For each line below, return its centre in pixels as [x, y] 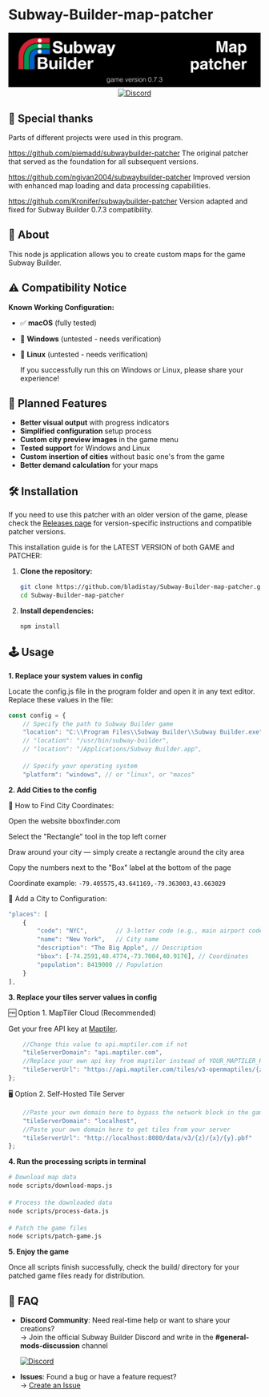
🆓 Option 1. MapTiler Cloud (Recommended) [82, 1013]
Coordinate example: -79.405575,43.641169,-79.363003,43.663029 [117, 883]
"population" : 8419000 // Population [100, 964]
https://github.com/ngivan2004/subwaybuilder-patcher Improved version [129, 177]
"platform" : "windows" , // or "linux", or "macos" [109, 775]
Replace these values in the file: [61, 699]
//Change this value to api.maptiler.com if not [105, 1044]
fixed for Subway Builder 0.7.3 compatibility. [81, 210]
